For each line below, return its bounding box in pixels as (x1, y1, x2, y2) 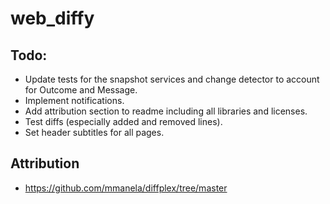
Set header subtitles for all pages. (24, 127, 165, 138)
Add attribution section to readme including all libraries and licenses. (24, 105, 308, 117)
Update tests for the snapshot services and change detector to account (24, 73, 320, 85)
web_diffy (10, 7, 95, 30)
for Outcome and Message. (24, 84, 138, 96)
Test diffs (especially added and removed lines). (24, 116, 223, 127)
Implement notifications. (24, 95, 125, 106)
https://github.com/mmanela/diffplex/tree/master (24, 182, 228, 194)
